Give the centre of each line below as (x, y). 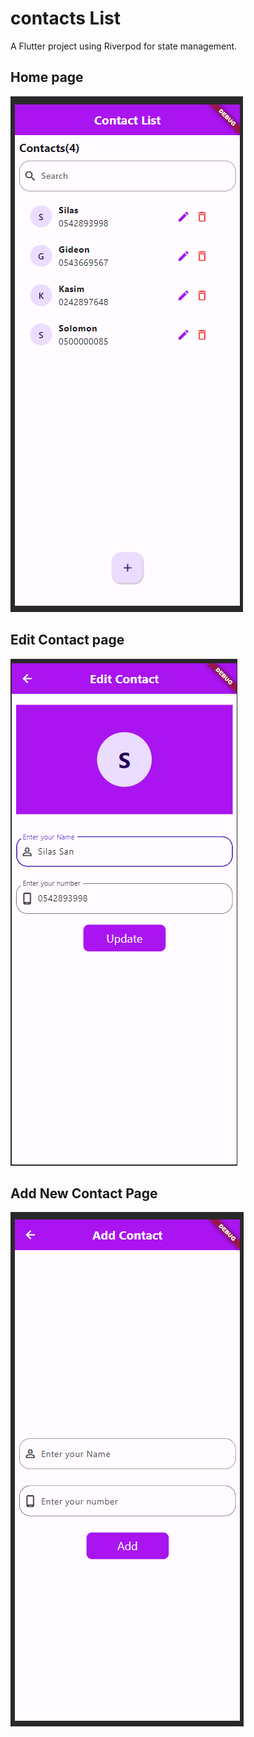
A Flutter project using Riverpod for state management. (124, 46)
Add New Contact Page (84, 1193)
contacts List (65, 18)
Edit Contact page (67, 640)
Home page (47, 77)
